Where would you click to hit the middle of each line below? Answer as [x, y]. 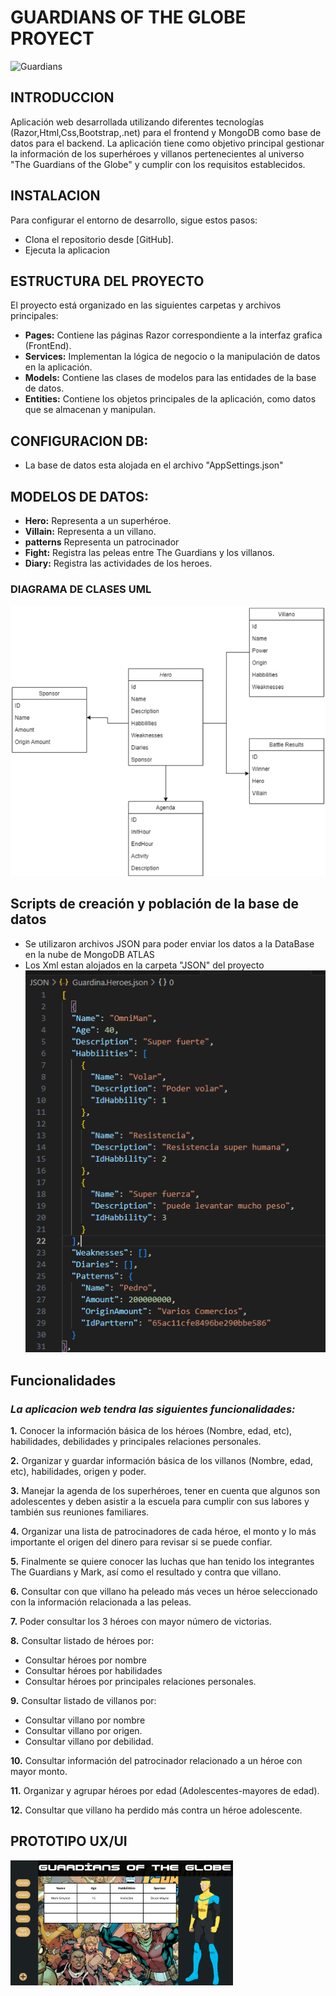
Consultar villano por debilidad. [89, 1742]
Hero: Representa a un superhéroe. [98, 520]
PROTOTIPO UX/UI [69, 1841]
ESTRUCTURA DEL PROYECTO [107, 281]
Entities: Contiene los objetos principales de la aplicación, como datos [170, 399]
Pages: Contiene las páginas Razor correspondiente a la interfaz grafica [173, 335]
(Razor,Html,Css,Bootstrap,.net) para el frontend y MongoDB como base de [166, 132]
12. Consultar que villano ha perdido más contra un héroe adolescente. [156, 1810]
